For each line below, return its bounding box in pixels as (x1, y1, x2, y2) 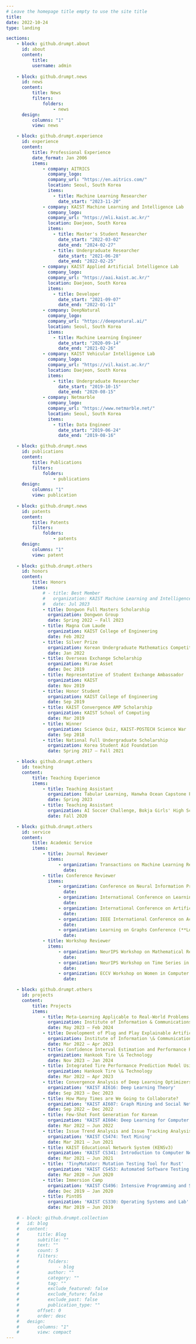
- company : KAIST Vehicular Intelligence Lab (43, 351, 156, 357)
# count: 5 (16, 1248, 59, 1254)
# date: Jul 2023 (43, 601, 90, 607)
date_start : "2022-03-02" (58, 237, 121, 242)
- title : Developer (52, 291, 100, 297)
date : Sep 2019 (47, 699, 85, 705)
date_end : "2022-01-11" (58, 302, 116, 308)
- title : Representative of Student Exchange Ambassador (43, 672, 184, 678)
